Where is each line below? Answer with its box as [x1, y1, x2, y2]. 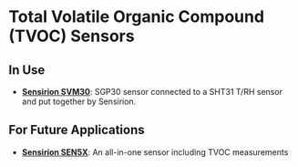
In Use [8, 62, 46, 78]
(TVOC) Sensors [8, 26, 135, 47]
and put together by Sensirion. [21, 96, 137, 107]
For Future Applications [8, 122, 145, 138]
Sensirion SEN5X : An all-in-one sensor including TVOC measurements [21, 146, 289, 157]
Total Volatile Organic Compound [8, 6, 265, 27]
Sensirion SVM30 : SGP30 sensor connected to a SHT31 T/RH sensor [21, 87, 283, 97]
